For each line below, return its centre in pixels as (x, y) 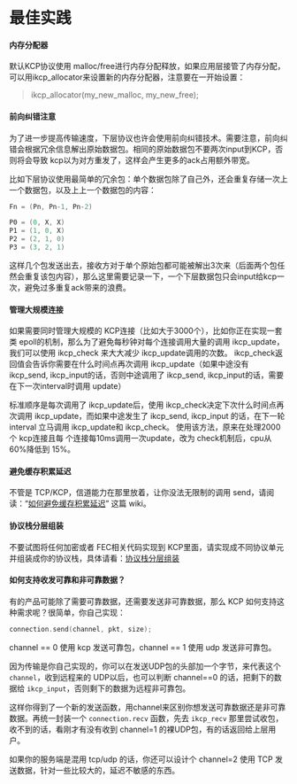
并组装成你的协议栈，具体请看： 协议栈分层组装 (94, 558)
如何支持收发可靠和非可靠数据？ (67, 580)
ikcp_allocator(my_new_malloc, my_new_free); (114, 95)
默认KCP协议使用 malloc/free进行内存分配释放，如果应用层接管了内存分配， (147, 66)
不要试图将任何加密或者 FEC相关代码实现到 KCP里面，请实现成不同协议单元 (147, 547)
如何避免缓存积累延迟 (67, 504)
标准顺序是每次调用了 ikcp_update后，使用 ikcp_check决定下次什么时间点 (143, 405)
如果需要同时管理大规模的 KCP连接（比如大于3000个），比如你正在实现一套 (146, 331)
